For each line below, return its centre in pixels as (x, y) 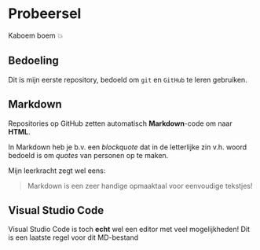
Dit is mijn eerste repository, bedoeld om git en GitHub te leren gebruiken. (128, 79)
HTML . (19, 131)
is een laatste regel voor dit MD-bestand (73, 237)
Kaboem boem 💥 (36, 35)
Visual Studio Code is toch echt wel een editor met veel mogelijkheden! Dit (129, 230)
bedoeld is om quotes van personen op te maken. (88, 155)
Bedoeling (33, 61)
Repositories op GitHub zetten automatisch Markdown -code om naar (121, 123)
